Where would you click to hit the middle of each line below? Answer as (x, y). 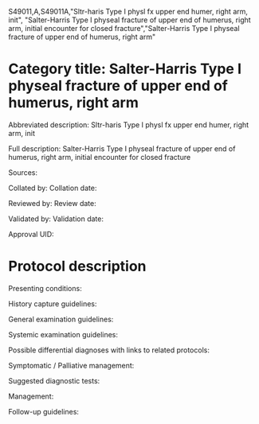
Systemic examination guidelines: (63, 334)
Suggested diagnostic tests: (54, 380)
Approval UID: (31, 234)
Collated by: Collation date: (53, 188)
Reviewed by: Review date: (53, 203)
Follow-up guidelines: (44, 411)
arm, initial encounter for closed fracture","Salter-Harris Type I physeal (124, 28)
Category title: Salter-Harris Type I (125, 69)
